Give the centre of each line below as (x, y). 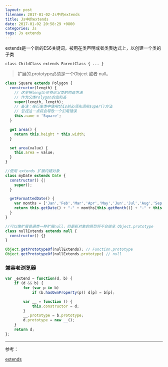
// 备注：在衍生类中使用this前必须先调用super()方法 (63, 107)
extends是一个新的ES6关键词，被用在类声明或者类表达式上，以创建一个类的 (83, 48)
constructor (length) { (33, 88)
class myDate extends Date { (35, 175)
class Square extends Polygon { (39, 83)
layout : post (19, 10)
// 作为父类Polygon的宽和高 (40, 97)
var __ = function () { (48, 301)
